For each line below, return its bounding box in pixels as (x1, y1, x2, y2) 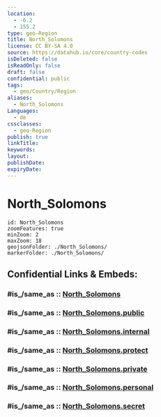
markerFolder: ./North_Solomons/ (7, 249, 105, 257)
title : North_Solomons (7, 36, 73, 43)
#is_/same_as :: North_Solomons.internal (7, 326, 150, 336)
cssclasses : (7, 120, 42, 128)
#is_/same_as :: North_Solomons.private (7, 364, 148, 374)
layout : (7, 153, 30, 160)
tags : (7, 82, 23, 89)
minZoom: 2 (7, 231, 39, 238)
